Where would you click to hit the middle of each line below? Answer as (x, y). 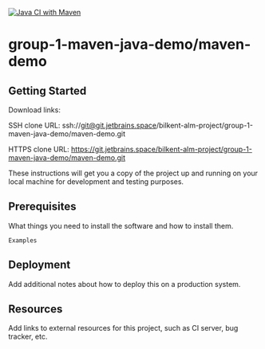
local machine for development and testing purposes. (96, 182)
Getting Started (47, 90)
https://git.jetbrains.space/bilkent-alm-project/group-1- (162, 149)
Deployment (40, 265)
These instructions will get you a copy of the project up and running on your (133, 173)
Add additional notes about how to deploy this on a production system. (125, 284)
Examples (23, 240)
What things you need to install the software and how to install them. (121, 225)
